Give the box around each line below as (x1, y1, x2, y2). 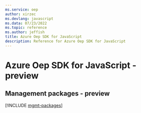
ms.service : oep (5, 7, 38, 12)
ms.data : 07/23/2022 (5, 20, 47, 26)
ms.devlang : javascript (5, 16, 54, 21)
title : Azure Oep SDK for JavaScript (5, 35, 82, 39)
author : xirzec (5, 12, 36, 17)
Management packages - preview (5, 90, 110, 98)
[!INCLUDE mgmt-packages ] (5, 102, 63, 108)
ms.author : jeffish (5, 30, 45, 35)
